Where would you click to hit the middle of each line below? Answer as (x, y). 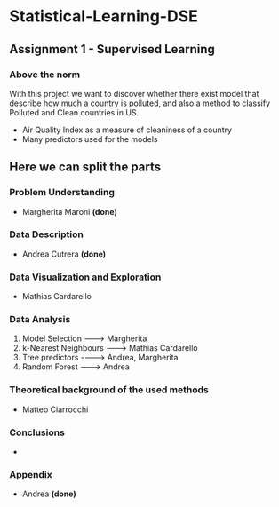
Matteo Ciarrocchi (55, 409)
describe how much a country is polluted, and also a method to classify (140, 103)
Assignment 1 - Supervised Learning (112, 49)
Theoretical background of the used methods (109, 390)
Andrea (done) (49, 494)
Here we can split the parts (85, 167)
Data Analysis (40, 320)
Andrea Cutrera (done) (64, 254)
